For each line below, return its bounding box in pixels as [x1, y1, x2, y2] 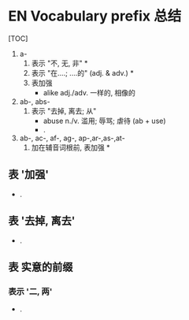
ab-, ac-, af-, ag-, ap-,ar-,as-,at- [19, 133, 126, 143]
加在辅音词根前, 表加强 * [31, 143, 110, 152]
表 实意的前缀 [8, 260, 73, 273]
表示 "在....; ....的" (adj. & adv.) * [31, 68, 134, 77]
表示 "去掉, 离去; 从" [31, 106, 97, 115]
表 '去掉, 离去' [8, 214, 76, 228]
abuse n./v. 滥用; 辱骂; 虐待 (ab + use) [43, 116, 167, 125]
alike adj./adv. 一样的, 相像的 [43, 87, 136, 97]
